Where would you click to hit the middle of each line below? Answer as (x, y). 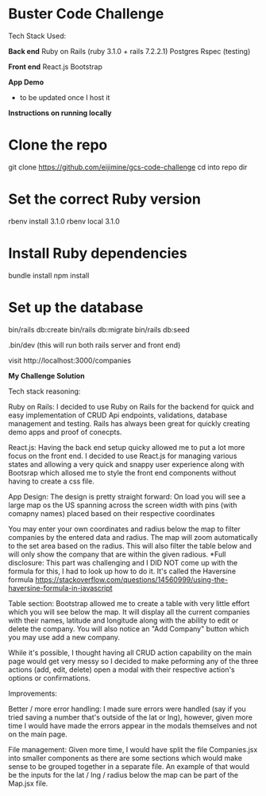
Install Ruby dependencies (98, 253)
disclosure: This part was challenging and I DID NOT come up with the (123, 562)
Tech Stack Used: (37, 36)
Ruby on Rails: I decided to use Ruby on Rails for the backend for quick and (131, 406)
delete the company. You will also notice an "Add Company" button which (129, 628)
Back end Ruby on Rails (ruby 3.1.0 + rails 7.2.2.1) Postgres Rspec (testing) (129, 51)
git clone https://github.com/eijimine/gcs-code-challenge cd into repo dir (128, 167)
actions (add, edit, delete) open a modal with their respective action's (122, 670)
